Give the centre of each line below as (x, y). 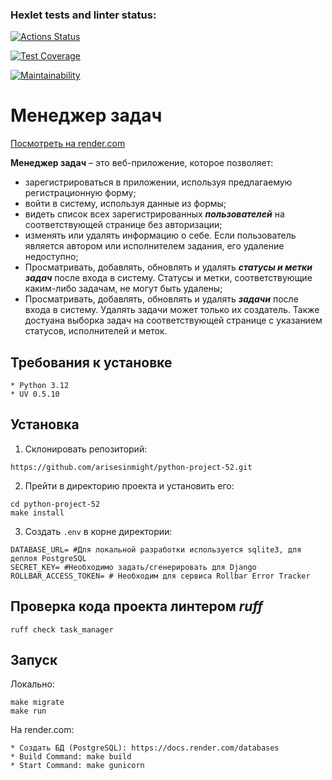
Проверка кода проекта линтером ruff (136, 606)
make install (37, 513)
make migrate (37, 703)
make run (28, 711)
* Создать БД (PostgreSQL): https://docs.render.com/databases (145, 748)
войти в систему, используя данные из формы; (125, 204)
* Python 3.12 (40, 386)
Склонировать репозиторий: (86, 449)
